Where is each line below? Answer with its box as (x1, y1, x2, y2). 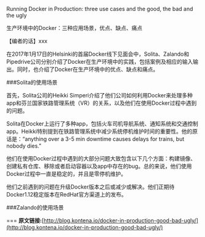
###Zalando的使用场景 (6, 204, 64, 211)
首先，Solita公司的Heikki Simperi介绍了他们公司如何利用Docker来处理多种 (6, 92, 193, 99)
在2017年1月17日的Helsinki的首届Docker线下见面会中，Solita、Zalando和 (6, 50, 190, 58)
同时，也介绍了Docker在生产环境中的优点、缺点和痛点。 (17, 66, 159, 73)
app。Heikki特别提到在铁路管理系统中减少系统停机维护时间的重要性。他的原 (6, 128, 198, 135)
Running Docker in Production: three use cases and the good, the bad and (6, 6, 193, 12)
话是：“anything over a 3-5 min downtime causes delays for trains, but (6, 135, 185, 143)
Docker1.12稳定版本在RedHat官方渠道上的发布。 (6, 191, 127, 198)
